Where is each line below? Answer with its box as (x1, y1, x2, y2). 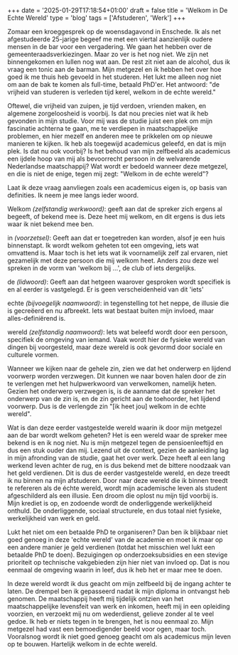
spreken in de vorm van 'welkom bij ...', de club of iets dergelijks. (7, 264, 197, 272)
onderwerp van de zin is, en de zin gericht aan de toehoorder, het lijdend (7, 395, 221, 403)
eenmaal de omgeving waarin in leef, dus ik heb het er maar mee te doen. (7, 565, 222, 574)
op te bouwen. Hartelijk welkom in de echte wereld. (7, 640, 158, 648)
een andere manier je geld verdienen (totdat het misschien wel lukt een (7, 543, 215, 551)
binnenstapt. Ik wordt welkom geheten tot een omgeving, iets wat (7, 241, 199, 250)
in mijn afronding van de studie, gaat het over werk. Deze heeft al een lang (7, 454, 225, 462)
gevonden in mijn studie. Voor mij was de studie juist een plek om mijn (7, 117, 213, 125)
